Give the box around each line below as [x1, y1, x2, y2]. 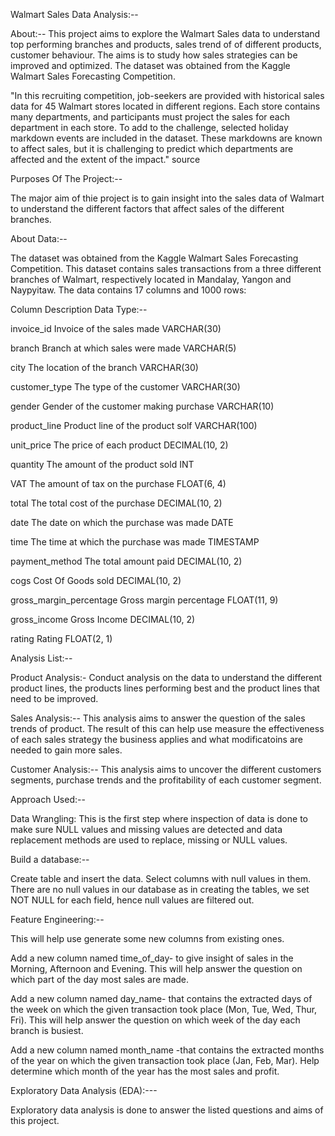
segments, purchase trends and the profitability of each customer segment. [10, 774, 322, 786]
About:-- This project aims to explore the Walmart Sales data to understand [10, 28, 321, 39]
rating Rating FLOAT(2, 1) [10, 633, 113, 644]
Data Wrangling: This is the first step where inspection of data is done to [10, 813, 308, 824]
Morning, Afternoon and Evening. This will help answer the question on [10, 963, 303, 974]
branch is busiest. [10, 1025, 84, 1036]
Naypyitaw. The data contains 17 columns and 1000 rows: [10, 284, 247, 296]
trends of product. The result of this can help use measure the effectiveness [10, 723, 325, 734]
